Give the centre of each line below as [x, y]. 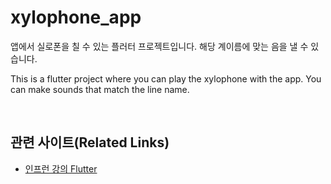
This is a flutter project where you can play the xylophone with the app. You [166, 78]
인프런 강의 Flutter [61, 168]
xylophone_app [76, 17]
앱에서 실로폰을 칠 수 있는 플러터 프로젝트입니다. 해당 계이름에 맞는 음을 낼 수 [159, 46]
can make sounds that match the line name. [100, 89]
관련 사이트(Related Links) [90, 142]
